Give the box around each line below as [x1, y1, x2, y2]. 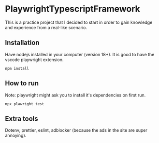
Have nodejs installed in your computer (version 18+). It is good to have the [5, 51, 155, 57]
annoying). [5, 132, 27, 139]
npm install [5, 66, 29, 71]
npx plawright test [5, 101, 44, 106]
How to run [5, 79, 39, 88]
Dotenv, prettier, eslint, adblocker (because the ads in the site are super [5, 127, 147, 133]
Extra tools [5, 114, 39, 123]
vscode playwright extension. [5, 57, 64, 63]
